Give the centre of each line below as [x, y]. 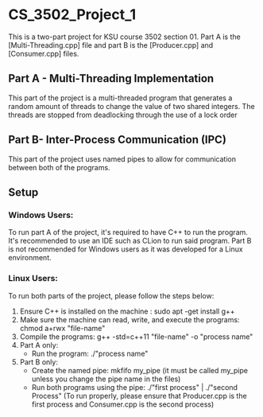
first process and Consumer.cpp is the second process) [123, 404]
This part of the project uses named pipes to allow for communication [122, 159]
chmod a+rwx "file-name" [62, 328]
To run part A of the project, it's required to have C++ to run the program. [128, 232]
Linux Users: [33, 279]
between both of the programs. [59, 167]
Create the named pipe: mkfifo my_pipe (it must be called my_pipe [140, 370]
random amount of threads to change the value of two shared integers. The [132, 106]
